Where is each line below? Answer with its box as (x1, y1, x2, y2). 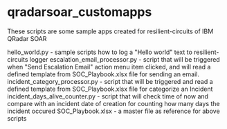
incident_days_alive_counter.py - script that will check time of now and (7, 92, 209, 101)
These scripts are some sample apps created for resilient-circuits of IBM (7, 27, 214, 35)
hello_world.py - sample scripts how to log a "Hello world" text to (7, 48, 192, 56)
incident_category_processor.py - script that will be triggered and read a (7, 77, 213, 85)
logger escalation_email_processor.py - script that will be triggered (29, 55, 220, 63)
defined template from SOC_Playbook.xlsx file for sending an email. (7, 70, 199, 78)
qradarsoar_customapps (7, 4, 152, 20)
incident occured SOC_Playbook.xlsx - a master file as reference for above (7, 107, 220, 115)
